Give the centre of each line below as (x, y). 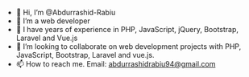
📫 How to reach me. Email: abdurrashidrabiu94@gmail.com (116, 64)
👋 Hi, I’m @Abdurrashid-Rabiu (66, 12)
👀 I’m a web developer (53, 21)
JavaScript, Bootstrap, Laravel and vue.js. (85, 55)
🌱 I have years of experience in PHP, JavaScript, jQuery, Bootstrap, (127, 29)
